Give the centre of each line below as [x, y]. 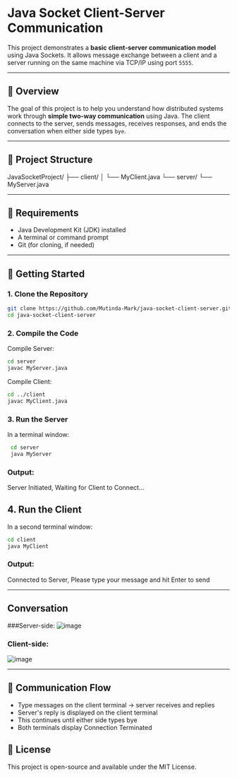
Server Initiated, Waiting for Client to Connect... [76, 487]
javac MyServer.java [38, 368]
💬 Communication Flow [59, 688]
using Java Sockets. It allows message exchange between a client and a [112, 55]
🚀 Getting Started [46, 274]
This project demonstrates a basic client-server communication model [112, 47]
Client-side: [28, 644]
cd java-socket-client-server [52, 315]
